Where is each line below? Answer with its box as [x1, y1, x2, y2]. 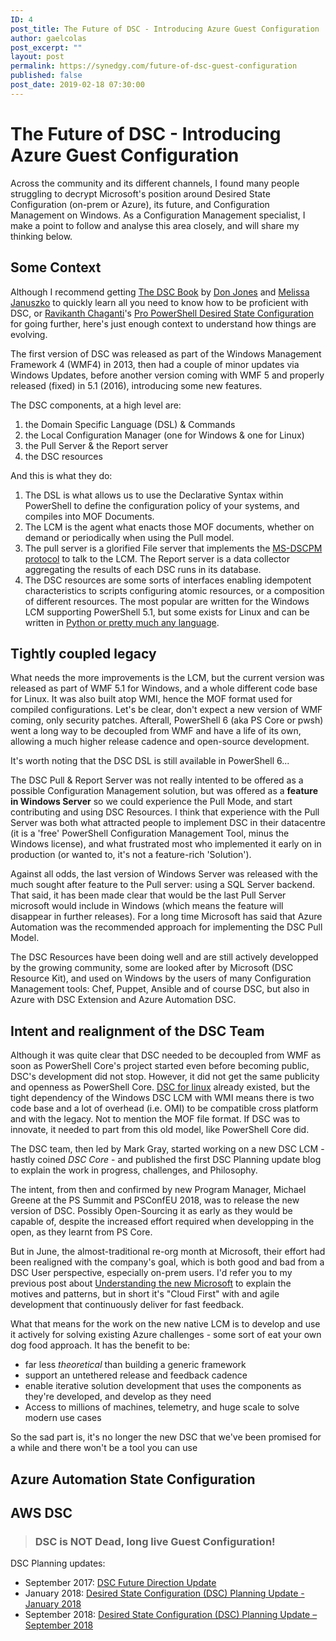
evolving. [10, 328, 48, 340]
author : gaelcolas [10, 33, 87, 43]
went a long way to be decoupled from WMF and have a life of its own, [10, 725, 302, 737]
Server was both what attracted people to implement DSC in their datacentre [10, 817, 326, 829]
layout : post [10, 52, 65, 62]
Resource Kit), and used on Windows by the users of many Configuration [10, 972, 312, 985]
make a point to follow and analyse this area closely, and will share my [10, 219, 300, 231]
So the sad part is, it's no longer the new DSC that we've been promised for [10, 1431, 322, 1443]
